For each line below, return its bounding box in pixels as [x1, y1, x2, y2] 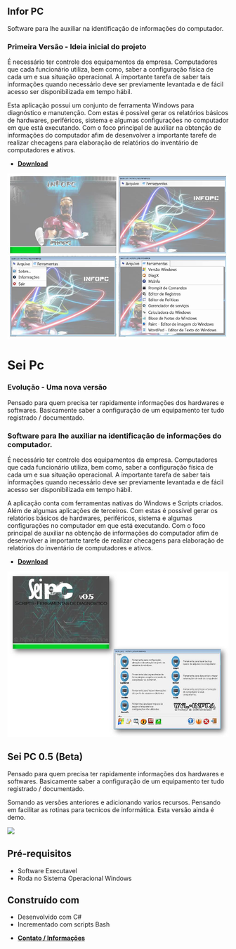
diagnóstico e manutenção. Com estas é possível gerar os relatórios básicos [7, 109, 229, 117]
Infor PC [7, 6, 44, 18]
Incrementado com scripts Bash [17, 920, 110, 929]
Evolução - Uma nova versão [7, 383, 107, 392]
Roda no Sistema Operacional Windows [17, 874, 132, 882]
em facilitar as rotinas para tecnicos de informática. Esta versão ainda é [7, 805, 214, 814]
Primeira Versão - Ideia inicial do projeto [7, 41, 147, 51]
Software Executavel [17, 866, 77, 875]
